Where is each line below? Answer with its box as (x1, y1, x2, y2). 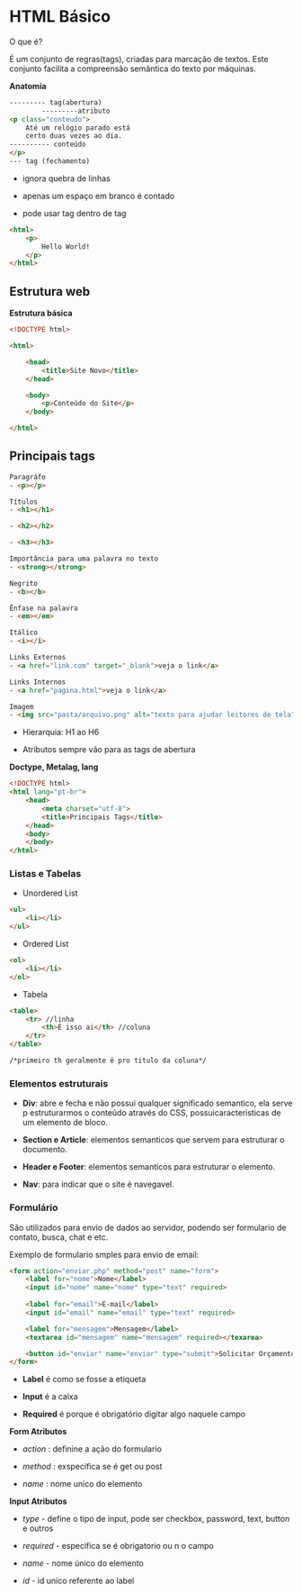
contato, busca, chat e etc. (9, 1232, 109, 1243)
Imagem (9, 702, 34, 711)
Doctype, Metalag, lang (9, 761, 99, 772)
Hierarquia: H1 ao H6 (22, 727, 100, 738)
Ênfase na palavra (9, 604, 78, 613)
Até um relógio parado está (25, 123, 130, 132)
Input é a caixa (22, 1391, 78, 1402)
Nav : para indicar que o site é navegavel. (22, 1179, 175, 1190)
